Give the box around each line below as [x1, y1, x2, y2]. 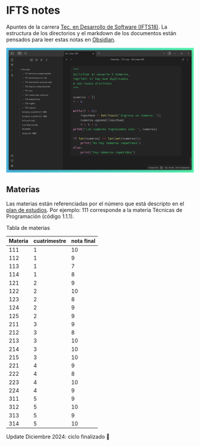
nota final [71, 238, 96, 245]
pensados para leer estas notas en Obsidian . [6, 36, 116, 43]
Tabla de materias [6, 224, 51, 231]
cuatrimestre [33, 238, 67, 245]
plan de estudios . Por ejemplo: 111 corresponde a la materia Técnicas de [6, 206, 183, 213]
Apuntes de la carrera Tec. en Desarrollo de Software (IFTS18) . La [6, 23, 168, 30]
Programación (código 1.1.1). [6, 213, 74, 220]
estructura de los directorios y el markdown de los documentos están [6, 29, 177, 36]
